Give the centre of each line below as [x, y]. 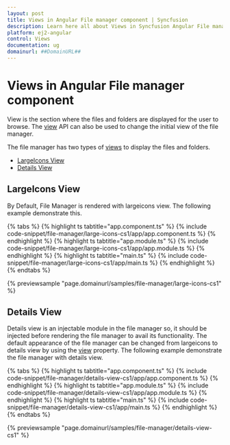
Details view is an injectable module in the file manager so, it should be [107, 328]
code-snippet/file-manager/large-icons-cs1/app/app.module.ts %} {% [106, 248]
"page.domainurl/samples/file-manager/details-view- [137, 428]
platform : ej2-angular [39, 33]
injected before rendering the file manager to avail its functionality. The [107, 336]
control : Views [29, 39]
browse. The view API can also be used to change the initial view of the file [113, 126]
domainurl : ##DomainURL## [44, 52]
